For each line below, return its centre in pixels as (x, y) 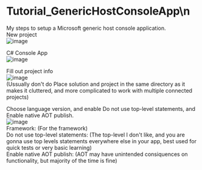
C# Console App (27, 52)
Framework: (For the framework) (47, 128)
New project (22, 34)
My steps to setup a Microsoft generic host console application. (86, 28)
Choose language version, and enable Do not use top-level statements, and (101, 108)
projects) (18, 97)
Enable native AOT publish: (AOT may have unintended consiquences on (97, 154)
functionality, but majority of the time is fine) (62, 160)
